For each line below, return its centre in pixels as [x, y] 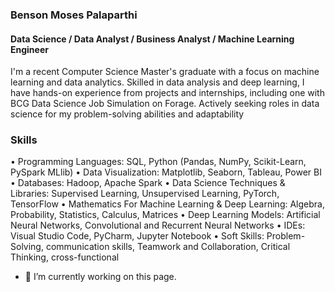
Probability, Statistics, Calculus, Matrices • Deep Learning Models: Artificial [165, 215]
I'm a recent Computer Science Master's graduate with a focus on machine [165, 72]
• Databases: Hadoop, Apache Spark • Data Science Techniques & [148, 183]
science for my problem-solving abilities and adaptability [127, 114]
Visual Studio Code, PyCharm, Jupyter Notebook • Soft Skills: [137, 236]
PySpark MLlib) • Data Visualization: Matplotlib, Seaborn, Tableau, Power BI [166, 172]
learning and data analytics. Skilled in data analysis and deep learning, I [157, 82]
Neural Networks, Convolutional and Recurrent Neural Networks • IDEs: [158, 225]
